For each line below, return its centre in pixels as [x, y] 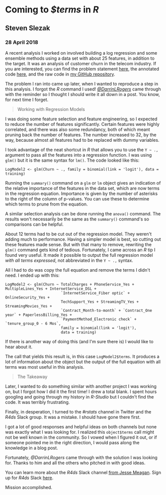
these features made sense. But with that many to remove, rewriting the [78, 244]
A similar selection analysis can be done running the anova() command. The [83, 213]
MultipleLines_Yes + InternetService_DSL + [51, 289]
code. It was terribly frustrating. [38, 402]
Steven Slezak [28, 28]
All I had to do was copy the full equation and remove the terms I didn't [78, 270]
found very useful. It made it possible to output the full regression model [79, 255]
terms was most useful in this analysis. [45, 367]
